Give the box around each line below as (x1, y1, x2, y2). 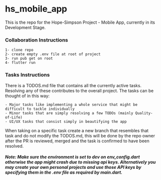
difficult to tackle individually (5, 106, 75, 111)
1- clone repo (5, 47, 34, 53)
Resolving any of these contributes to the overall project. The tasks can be (5, 88, 154, 93)
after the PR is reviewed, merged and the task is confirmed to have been (5, 138, 149, 144)
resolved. (5, 143, 24, 149)
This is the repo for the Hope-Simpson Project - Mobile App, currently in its (5, 19, 155, 25)
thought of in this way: (5, 93, 50, 99)
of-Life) (5, 115, 23, 120)
